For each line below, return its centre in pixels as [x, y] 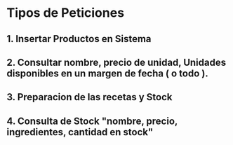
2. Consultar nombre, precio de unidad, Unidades [116, 62]
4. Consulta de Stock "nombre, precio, [92, 121]
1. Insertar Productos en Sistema [79, 39]
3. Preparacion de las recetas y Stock [89, 97]
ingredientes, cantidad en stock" [80, 132]
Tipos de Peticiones [65, 13]
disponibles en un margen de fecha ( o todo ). [107, 73]
